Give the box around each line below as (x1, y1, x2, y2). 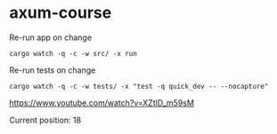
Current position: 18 (9, 114, 82, 125)
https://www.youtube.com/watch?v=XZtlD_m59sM (9, 97, 194, 108)
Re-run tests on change (9, 65, 96, 75)
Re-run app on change (9, 32, 92, 43)
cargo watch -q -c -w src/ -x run (9, 49, 138, 58)
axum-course (9, 3, 112, 23)
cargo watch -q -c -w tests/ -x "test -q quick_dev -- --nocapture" (9, 82, 269, 91)
